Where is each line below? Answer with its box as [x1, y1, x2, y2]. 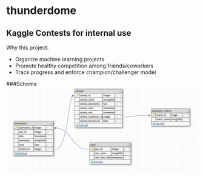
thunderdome [6, 4, 77, 18]
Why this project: [6, 44, 49, 51]
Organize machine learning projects [15, 56, 105, 63]
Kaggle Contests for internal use [6, 28, 131, 38]
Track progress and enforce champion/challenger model [15, 69, 156, 76]
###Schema [6, 80, 38, 87]
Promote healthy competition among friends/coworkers [15, 62, 153, 69]
